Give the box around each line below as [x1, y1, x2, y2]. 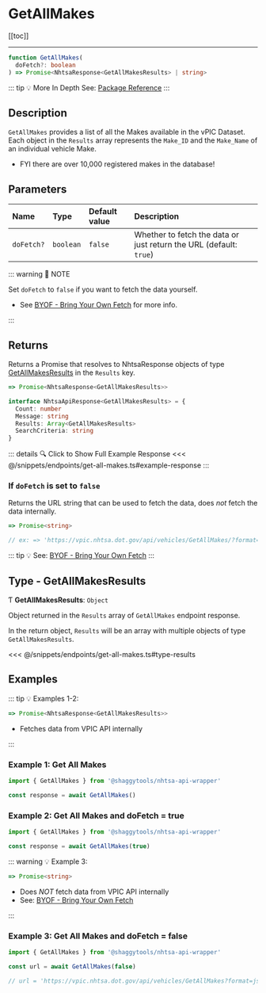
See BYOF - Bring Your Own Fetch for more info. [19, 300, 178, 310]
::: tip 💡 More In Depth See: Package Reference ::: [8, 82, 170, 92]
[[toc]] [8, 31, 29, 40]
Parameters [8, 182, 67, 196]
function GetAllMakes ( [8, 53, 83, 62]
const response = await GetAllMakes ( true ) [8, 842, 150, 850]
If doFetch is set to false [8, 480, 101, 491]
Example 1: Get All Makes [8, 758, 107, 770]
